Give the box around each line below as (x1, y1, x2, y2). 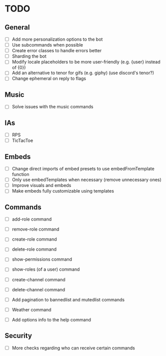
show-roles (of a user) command (11, 266, 80, 272)
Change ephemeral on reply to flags (11, 76, 86, 82)
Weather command (11, 306, 51, 312)
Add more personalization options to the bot (11, 36, 103, 42)
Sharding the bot (11, 53, 47, 59)
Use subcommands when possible (11, 42, 83, 48)
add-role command (11, 216, 52, 222)
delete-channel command (11, 286, 65, 292)
